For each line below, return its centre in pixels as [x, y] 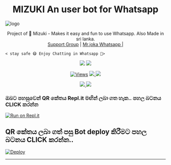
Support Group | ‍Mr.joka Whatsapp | [85, 44]
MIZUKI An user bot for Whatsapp [85, 9]
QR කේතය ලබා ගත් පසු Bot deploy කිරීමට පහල [76, 132]
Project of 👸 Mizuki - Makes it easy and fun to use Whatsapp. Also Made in [85, 33]
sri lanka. [85, 39]
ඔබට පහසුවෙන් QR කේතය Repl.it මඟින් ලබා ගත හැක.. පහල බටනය [83, 98]
